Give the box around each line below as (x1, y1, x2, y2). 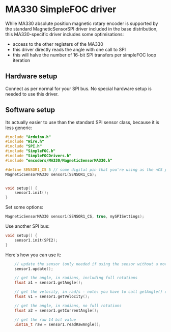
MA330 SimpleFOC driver (5, 4, 117, 15)
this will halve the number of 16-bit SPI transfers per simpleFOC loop (12, 52, 157, 58)
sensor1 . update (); (14, 266, 53, 271)
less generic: (5, 125, 33, 131)
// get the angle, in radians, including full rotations (14, 276, 138, 281)
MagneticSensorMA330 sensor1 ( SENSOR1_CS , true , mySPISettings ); (5, 214, 145, 219)
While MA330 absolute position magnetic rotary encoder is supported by (5, 20, 158, 26)
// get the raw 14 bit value (14, 317, 76, 322)
